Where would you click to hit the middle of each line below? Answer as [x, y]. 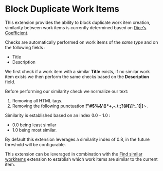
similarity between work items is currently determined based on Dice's [76, 27]
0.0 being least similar [34, 125]
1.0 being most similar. [34, 130]
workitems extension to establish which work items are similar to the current [81, 159]
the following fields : [25, 47]
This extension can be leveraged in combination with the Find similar [74, 154]
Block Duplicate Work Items [62, 9]
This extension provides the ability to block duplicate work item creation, [78, 22]
